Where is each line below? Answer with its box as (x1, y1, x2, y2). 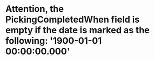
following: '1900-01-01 (5, 35, 102, 47)
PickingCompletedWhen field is (5, 14, 140, 25)
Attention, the (5, 3, 64, 15)
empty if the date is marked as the (5, 25, 150, 36)
